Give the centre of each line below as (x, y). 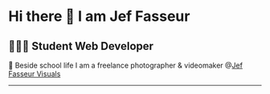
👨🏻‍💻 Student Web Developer (81, 46)
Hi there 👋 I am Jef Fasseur (99, 16)
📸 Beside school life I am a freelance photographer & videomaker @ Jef (126, 65)
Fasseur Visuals (35, 74)
